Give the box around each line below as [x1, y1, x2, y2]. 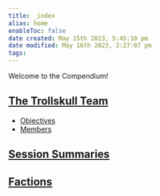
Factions [8, 174, 53, 189]
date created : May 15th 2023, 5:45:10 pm [8, 34, 149, 43]
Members [19, 124, 52, 133]
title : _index [8, 11, 56, 20]
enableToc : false [8, 27, 66, 35]
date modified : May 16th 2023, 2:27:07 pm [8, 42, 152, 50]
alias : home [8, 19, 48, 27]
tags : [8, 49, 26, 57]
